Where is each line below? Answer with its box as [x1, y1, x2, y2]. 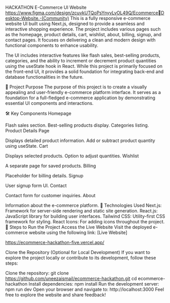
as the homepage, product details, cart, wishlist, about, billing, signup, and [5, 32, 162, 37]
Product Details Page [5, 128, 50, 133]
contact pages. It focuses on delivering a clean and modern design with [5, 37, 156, 43]
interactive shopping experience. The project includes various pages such [5, 26, 161, 32]
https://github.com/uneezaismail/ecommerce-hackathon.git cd [5, 275, 137, 282]
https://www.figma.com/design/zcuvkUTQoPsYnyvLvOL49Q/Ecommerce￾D [5, 10, 164, 16]
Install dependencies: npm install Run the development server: [29, 281, 159, 287]
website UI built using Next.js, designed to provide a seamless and [5, 20, 145, 27]
